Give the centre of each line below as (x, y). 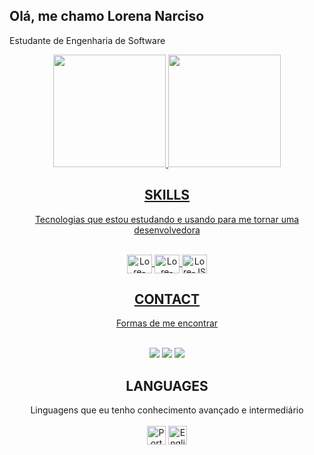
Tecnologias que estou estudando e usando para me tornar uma (167, 219)
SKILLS (167, 195)
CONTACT (167, 299)
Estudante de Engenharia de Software (87, 40)
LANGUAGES (167, 385)
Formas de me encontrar (167, 323)
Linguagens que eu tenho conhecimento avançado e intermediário (167, 410)
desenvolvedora (167, 230)
